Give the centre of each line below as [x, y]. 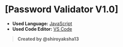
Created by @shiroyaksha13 [48, 39]
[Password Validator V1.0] [62, 9]
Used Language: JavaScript [42, 24]
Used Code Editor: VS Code [42, 29]
